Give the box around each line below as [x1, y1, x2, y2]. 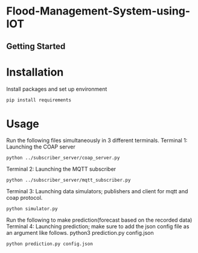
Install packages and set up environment [6, 85, 107, 92]
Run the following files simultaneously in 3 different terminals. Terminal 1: [6, 137, 188, 144]
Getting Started [6, 41, 66, 51]
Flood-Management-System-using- [6, 4, 191, 18]
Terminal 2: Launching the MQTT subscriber [6, 165, 117, 173]
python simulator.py [6, 206, 59, 212]
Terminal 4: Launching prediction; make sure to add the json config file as [6, 223, 190, 230]
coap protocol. [6, 194, 43, 202]
